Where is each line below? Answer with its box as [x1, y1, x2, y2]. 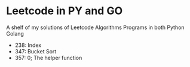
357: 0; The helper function [14, 54, 82, 61]
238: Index [14, 42, 42, 49]
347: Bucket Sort [14, 47, 57, 55]
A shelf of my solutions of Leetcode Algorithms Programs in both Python [6, 24, 185, 31]
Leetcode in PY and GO [6, 4, 123, 18]
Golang [6, 30, 24, 37]
